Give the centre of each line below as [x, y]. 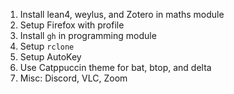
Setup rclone [47, 46]
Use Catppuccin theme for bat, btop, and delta [115, 67]
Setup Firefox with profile [72, 25]
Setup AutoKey [50, 57]
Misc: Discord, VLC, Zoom [73, 78]
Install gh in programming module [88, 35]
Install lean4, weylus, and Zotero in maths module [122, 14]
